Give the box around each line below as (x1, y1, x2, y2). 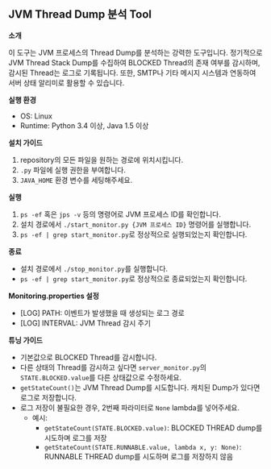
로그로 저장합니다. (19, 392, 77, 402)
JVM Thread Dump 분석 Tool (8, 7, 152, 22)
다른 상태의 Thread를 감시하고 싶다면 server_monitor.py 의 (19, 362, 207, 372)
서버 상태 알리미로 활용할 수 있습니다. (8, 77, 125, 87)
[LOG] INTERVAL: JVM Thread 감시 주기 (19, 318, 152, 328)
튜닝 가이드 (8, 335, 43, 345)
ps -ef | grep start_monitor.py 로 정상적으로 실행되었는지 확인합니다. (19, 229, 248, 239)
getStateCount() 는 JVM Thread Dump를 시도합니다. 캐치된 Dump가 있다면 (19, 382, 261, 392)
